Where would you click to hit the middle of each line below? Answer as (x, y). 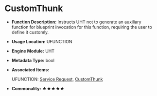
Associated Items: (30, 70)
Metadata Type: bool (33, 60)
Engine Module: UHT (33, 51)
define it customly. (30, 32)
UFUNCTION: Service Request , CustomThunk (57, 79)
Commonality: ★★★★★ (38, 88)
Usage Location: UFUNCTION (42, 41)
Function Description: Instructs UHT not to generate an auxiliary (76, 22)
